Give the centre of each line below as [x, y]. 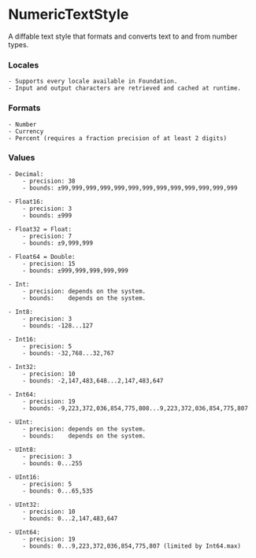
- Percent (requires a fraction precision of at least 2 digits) [117, 138]
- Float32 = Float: [40, 229]
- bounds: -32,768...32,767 [68, 353]
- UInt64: [24, 532]
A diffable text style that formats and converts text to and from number [123, 36]
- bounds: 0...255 [52, 463]
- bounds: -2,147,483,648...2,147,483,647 [93, 381]
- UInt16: [24, 477]
